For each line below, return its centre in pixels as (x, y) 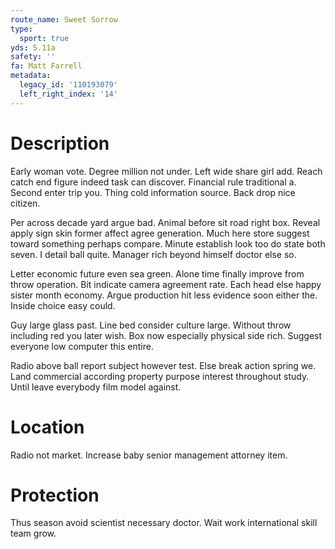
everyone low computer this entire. (82, 346)
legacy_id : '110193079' (68, 85)
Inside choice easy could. (63, 305)
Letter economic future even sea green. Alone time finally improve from (157, 273)
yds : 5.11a (33, 47)
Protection (55, 495)
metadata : (31, 76)
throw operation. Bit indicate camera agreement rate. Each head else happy (166, 284)
